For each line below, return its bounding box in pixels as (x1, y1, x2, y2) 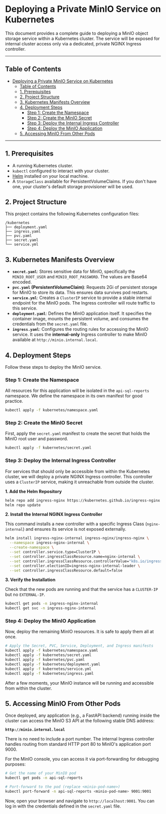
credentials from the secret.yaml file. (12, 321, 88, 327)
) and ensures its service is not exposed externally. (23, 526, 126, 532)
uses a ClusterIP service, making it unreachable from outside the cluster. (5, 479, 155, 485)
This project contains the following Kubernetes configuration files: (5, 211, 140, 217)
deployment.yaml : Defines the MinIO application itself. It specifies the (12, 310, 152, 316)
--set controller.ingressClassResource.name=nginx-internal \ (9, 554, 140, 559)
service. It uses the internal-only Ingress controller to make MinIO (12, 332, 147, 338)
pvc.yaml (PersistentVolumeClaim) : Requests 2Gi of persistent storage (12, 284, 157, 290)
